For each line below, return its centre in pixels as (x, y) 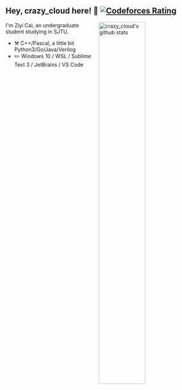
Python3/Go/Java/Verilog (45, 49)
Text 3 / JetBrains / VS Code (49, 64)
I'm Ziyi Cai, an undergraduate (42, 25)
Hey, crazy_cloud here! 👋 (52, 11)
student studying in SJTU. (37, 31)
